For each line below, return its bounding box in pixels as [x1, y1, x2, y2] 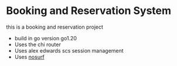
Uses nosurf [14, 53, 45, 60]
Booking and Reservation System [6, 4, 172, 18]
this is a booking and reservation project [6, 23, 104, 30]
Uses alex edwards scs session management [14, 47, 124, 54]
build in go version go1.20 [14, 34, 77, 41]
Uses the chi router [14, 41, 62, 48]
